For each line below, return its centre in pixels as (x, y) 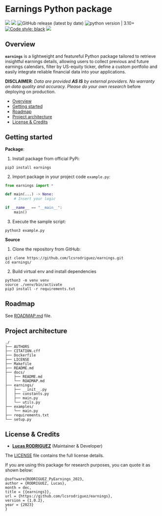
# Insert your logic (35, 199)
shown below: (19, 470)
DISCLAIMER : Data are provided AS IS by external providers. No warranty (80, 81)
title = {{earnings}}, (28, 492)
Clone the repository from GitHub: (46, 249)
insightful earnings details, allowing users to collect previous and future (77, 61)
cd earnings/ (18, 262)
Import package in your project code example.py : (61, 177)
